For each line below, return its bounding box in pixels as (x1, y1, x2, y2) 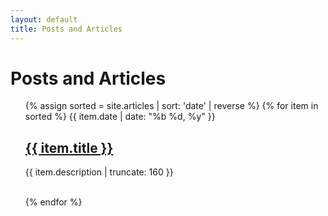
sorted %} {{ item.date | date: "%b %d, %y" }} (24, 111, 216, 123)
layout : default (10, 14, 78, 25)
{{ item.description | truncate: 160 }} (24, 166, 174, 178)
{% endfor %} (24, 196, 83, 208)
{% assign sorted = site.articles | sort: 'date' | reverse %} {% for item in (24, 100, 319, 112)
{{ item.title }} (24, 139, 114, 156)
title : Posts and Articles (10, 24, 123, 34)
